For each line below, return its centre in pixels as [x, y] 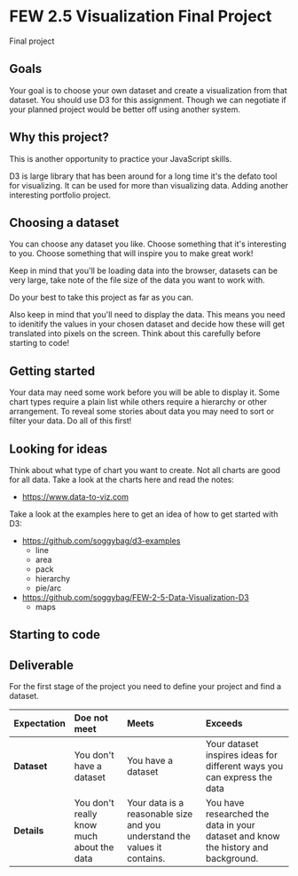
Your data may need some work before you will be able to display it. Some [145, 392]
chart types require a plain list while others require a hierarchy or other [138, 402]
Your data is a [156, 803]
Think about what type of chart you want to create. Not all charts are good [145, 470]
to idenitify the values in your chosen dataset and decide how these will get [147, 324]
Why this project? [59, 137]
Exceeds [224, 724]
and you [144, 825]
